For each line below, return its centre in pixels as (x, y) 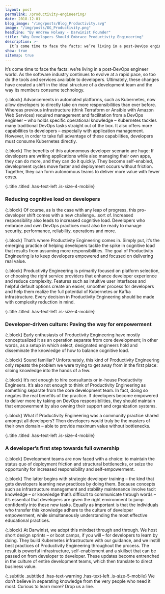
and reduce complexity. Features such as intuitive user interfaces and (76, 281)
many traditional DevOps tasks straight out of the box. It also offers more (79, 126)
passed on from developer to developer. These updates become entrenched (82, 556)
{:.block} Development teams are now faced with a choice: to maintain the (80, 459)
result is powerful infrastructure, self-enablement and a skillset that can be (81, 551)
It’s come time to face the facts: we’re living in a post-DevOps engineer (77, 69)
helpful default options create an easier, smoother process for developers (80, 286)
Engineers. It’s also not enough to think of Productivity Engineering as (76, 385)
